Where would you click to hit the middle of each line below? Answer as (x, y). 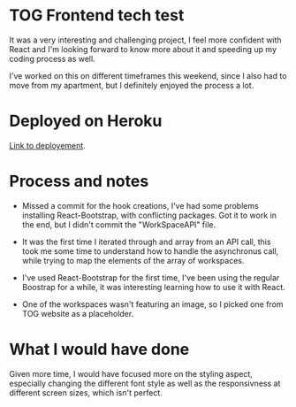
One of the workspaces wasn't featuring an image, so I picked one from (153, 304)
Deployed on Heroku (86, 121)
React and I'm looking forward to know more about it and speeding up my (143, 49)
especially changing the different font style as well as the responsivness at (145, 383)
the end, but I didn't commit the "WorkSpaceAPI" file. (119, 224)
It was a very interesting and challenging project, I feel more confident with (145, 40)
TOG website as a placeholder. (78, 313)
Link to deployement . (47, 145)
